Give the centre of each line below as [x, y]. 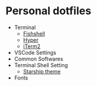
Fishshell [34, 33]
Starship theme [42, 71]
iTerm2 [32, 46]
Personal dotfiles [48, 11]
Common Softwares [39, 59]
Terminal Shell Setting [41, 65]
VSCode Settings [35, 52]
